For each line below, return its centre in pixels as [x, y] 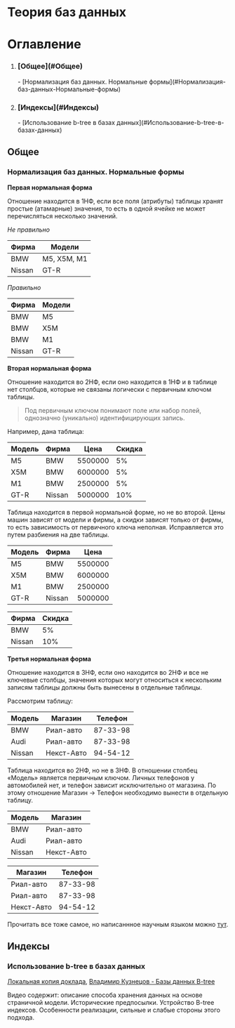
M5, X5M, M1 [65, 258]
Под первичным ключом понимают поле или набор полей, [113, 410]
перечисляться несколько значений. [62, 216]
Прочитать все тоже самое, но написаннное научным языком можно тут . [118, 924]
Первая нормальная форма [50, 187]
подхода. [21, 1017]
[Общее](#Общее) [50, 66]
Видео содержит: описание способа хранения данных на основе [105, 995]
